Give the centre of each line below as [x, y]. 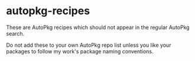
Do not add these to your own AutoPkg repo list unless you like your [89, 45]
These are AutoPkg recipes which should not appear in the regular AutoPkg [98, 27]
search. [15, 33]
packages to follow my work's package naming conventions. [80, 51]
